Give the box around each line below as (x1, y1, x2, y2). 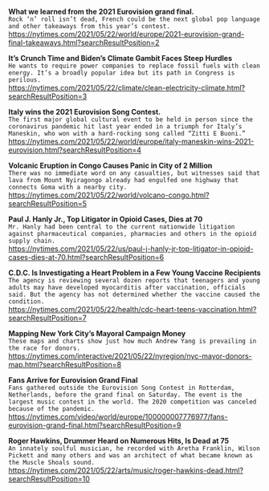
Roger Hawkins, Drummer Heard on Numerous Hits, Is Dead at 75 (8, 436, 230, 445)
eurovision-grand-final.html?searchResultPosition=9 (8, 420, 181, 430)
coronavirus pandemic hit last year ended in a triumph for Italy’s (8, 123, 243, 131)
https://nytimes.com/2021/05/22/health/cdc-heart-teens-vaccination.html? (8, 305, 257, 314)
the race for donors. (8, 344, 81, 352)
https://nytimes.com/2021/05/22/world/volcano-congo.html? (8, 190, 210, 200)
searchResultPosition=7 (8, 313, 87, 323)
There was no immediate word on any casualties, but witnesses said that (8, 169, 261, 177)
